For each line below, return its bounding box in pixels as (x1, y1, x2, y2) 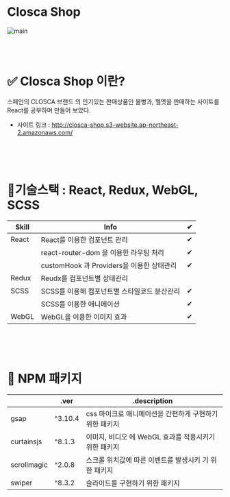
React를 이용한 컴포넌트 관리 (40, 234, 129, 244)
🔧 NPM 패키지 (7, 371, 82, 386)
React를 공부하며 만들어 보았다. (7, 106, 91, 114)
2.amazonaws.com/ (16, 128, 73, 136)
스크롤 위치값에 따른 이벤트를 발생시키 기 (86, 455, 209, 465)
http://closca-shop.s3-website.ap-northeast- (51, 121, 179, 129)
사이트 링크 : (16, 121, 51, 129)
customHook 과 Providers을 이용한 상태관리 (40, 260, 177, 270)
